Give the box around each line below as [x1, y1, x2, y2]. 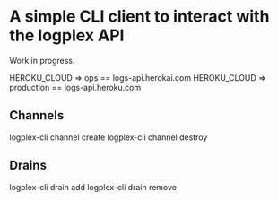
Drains [9, 158, 48, 173]
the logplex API [9, 25, 125, 46]
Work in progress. [9, 55, 75, 66]
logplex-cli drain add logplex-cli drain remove [9, 181, 178, 192]
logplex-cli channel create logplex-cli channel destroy [9, 132, 208, 143]
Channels [9, 108, 65, 123]
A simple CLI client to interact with [9, 6, 270, 27]
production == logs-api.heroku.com [9, 82, 142, 92]
